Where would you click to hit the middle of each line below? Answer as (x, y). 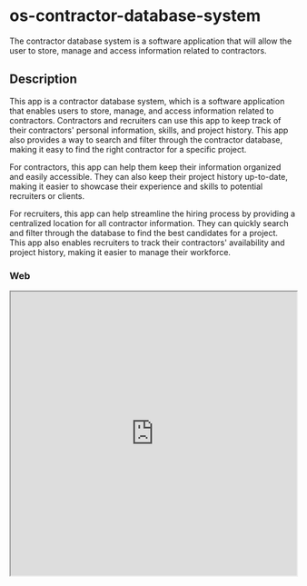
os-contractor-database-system (135, 16)
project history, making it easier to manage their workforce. (120, 252)
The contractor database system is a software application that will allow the (151, 41)
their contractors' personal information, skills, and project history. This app (149, 130)
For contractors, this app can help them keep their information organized (145, 167)
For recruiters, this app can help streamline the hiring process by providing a (153, 214)
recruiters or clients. (47, 195)
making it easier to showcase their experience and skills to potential (136, 186)
